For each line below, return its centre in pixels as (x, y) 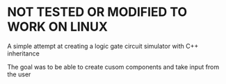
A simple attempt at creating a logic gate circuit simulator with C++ (103, 46)
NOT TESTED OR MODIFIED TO (97, 12)
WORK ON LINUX (57, 27)
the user (19, 74)
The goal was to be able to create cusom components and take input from (113, 67)
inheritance (23, 53)
